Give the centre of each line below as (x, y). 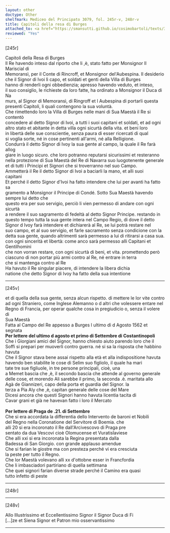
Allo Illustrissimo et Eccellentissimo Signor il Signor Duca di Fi (69, 515)
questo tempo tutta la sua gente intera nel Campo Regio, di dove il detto (80, 220)
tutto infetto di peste (26, 476)
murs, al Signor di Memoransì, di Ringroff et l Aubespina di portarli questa (82, 101)
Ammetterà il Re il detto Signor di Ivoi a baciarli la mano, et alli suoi (74, 171)
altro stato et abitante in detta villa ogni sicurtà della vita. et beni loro (76, 128)
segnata (14, 330)
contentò (15, 117)
